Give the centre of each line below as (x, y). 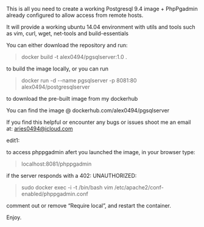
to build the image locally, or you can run (57, 69)
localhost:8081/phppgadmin (56, 164)
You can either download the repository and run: (67, 45)
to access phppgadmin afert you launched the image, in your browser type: (101, 152)
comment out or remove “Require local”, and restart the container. (89, 205)
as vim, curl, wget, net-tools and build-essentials (68, 33)
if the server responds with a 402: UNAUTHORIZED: (72, 176)
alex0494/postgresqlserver (55, 87)
